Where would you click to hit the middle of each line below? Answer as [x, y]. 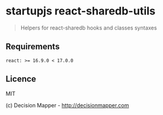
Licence [21, 79]
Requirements [33, 47]
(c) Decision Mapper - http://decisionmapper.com [67, 105]
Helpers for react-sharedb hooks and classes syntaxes [89, 28]
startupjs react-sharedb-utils [81, 11]
